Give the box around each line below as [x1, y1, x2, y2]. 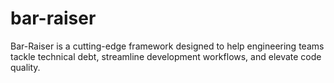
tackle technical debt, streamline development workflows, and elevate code [10, 50, 322, 62]
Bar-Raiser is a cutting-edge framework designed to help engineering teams [10, 40, 325, 52]
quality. [10, 61, 41, 73]
